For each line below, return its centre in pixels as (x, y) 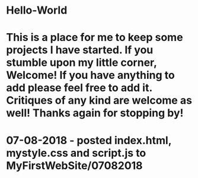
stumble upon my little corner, (82, 63)
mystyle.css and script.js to (76, 153)
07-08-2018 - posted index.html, (89, 140)
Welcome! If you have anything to (90, 75)
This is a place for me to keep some (95, 38)
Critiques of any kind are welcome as (99, 101)
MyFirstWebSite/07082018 (75, 165)
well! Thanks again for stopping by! (95, 113)
